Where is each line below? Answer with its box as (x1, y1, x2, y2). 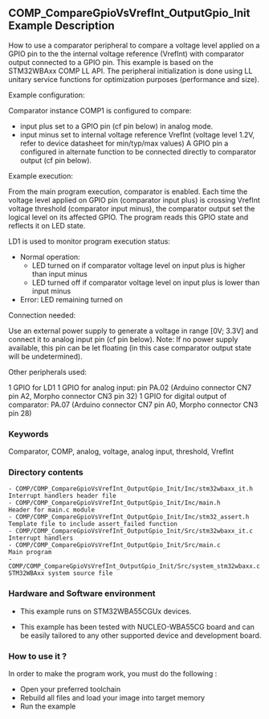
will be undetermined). (8, 351, 83, 361)
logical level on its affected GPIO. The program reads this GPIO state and (8, 212, 249, 222)
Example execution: (8, 171, 74, 180)
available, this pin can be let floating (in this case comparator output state (8, 343, 251, 352)
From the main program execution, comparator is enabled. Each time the (8, 187, 248, 196)
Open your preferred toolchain (19, 684, 121, 694)
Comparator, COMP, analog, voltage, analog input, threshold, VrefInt (8, 446, 234, 457)
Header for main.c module (8, 506, 95, 514)
